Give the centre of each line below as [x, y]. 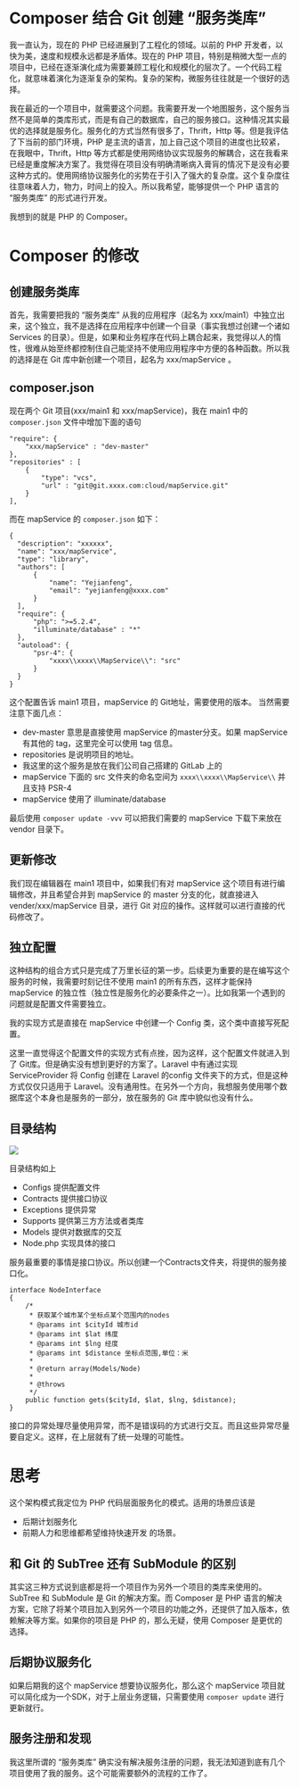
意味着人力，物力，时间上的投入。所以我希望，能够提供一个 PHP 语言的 [148, 186]
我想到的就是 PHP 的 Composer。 [71, 216]
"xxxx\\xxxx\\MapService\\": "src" [114, 661]
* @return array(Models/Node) [85, 1369]
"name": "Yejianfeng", [91, 582]
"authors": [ [41, 567]
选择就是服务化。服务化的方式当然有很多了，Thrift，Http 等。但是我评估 [157, 130]
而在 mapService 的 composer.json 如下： [85, 519]
